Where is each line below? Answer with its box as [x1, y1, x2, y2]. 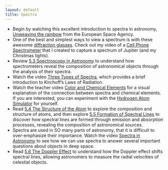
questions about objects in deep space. [12, 143, 95, 149]
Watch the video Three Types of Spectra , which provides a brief [12, 74, 146, 80]
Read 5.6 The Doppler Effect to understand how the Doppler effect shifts [12, 148, 163, 154]
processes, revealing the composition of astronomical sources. [12, 121, 143, 128]
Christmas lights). [12, 52, 49, 58]
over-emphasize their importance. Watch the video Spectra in [12, 132, 140, 138]
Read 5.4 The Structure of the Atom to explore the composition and [12, 106, 152, 112]
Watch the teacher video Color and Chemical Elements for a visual [12, 84, 150, 90]
